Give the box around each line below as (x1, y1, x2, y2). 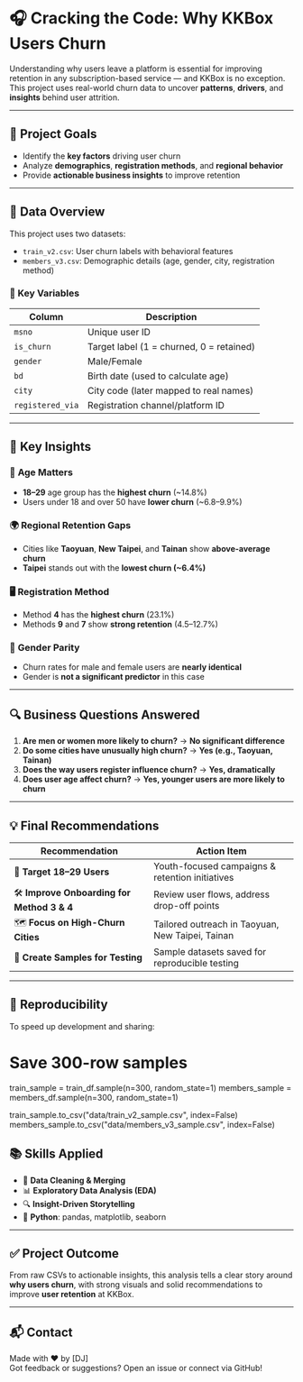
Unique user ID (87, 325, 151, 338)
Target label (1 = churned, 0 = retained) (87, 340, 255, 352)
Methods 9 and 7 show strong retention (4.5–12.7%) (22, 619, 219, 630)
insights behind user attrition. (9, 92, 120, 103)
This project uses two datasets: (9, 228, 126, 239)
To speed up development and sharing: (9, 1020, 155, 1031)
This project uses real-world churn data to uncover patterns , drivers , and (9, 82, 284, 93)
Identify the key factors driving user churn (22, 151, 181, 161)
